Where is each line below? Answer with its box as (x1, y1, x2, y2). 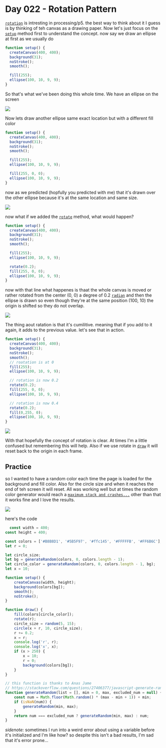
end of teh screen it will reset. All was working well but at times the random (5, 486, 158, 492)
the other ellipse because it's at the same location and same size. (5, 195, 138, 201)
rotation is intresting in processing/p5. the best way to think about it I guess (5, 20, 161, 26)
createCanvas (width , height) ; (14, 580, 77, 585)
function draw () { (5, 607, 43, 612)
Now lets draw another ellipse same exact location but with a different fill (5, 115, 154, 121)
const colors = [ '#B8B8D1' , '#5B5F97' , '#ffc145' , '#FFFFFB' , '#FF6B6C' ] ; (5, 539, 163, 544)
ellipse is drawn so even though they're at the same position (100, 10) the (5, 298, 154, 303)
